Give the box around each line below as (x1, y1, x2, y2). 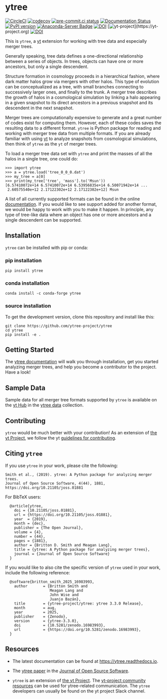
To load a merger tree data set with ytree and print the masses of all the (5, 151, 153, 156)
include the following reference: (5, 569, 71, 575)
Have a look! (5, 369, 31, 375)
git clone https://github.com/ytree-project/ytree (5, 323, 112, 328)
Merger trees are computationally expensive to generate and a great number (5, 114, 162, 120)
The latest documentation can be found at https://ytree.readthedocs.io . (12, 658, 159, 664)
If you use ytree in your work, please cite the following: (5, 463, 118, 468)
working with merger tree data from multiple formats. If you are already (5, 130, 151, 136)
